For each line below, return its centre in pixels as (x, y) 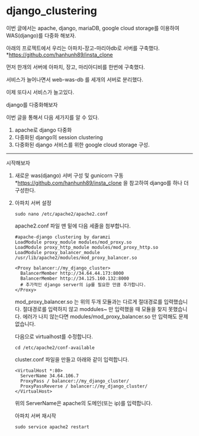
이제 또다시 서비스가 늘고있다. (40, 92)
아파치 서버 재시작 (35, 415)
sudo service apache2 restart (52, 427)
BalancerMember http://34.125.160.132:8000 (75, 278)
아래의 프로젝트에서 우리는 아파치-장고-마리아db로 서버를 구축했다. (83, 48)
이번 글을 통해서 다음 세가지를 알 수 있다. (53, 117)
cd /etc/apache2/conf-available (54, 348)
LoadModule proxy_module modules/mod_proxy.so (73, 242)
